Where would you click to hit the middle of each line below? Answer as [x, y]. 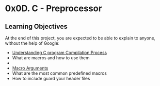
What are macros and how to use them [51, 58]
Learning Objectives [36, 26]
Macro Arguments [30, 68]
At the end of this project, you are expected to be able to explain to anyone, [80, 38]
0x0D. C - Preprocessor [54, 9]
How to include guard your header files [51, 78]
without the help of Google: [32, 43]
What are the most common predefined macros [59, 73]
